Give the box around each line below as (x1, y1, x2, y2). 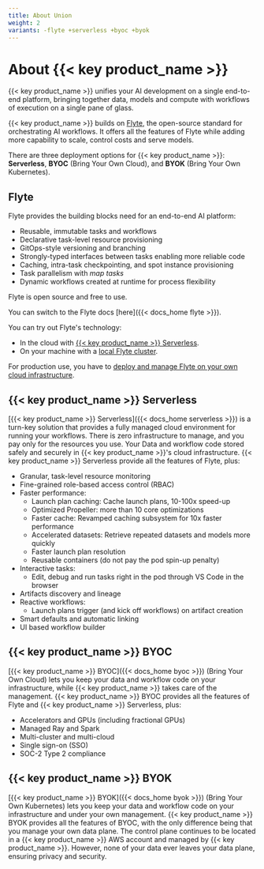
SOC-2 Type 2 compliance (19, 748, 106, 758)
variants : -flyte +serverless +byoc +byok (8, 26, 150, 34)
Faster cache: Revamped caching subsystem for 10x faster (31, 513, 222, 522)
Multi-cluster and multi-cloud (19, 732, 115, 741)
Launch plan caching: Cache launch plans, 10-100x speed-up (31, 496, 231, 506)
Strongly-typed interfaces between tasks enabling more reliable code (19, 252, 246, 261)
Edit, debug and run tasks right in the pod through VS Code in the (31, 572, 244, 581)
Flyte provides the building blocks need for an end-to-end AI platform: (8, 211, 236, 221)
